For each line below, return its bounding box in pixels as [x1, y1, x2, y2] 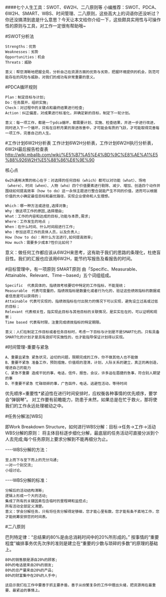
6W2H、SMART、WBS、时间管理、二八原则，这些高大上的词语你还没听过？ [5, 10, 160, 16]
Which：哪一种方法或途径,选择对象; [5, 203, 69, 208]
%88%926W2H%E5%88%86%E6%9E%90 [5, 157, 95, 163]
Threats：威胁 [5, 60, 32, 65]
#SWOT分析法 [5, 34, 34, 39]
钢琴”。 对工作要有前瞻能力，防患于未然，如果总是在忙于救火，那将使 [15, 397, 158, 402]
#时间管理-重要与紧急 [5, 344, 49, 350]
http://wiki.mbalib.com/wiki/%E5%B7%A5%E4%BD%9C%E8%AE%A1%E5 [5, 152, 158, 157]
